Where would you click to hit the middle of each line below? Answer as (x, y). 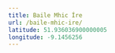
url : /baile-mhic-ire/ (45, 23)
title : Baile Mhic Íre (45, 15)
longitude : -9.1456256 (45, 37)
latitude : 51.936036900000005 (58, 30)
